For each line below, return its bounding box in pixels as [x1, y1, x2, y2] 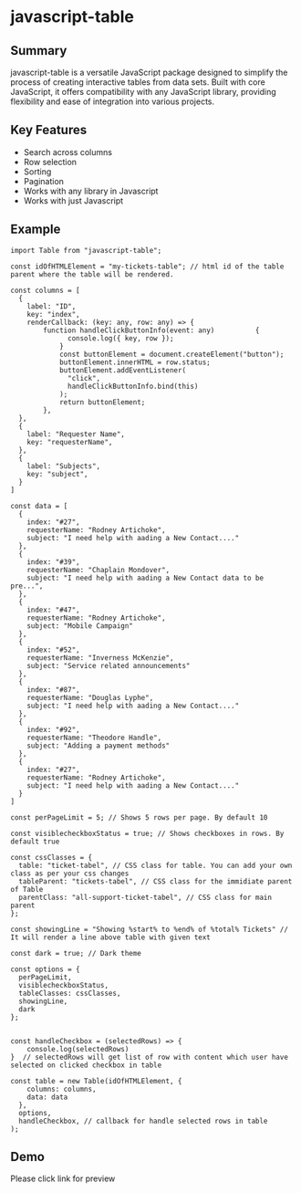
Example [10, 222, 61, 237]
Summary [10, 43, 67, 58]
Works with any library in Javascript [23, 185, 159, 196]
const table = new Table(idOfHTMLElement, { [10, 1076, 182, 1085]
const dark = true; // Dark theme [10, 948, 142, 958]
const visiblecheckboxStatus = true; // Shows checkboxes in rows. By [10, 829, 285, 838]
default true [10, 837, 60, 846]
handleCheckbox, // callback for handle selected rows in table [18, 1116, 268, 1125]
